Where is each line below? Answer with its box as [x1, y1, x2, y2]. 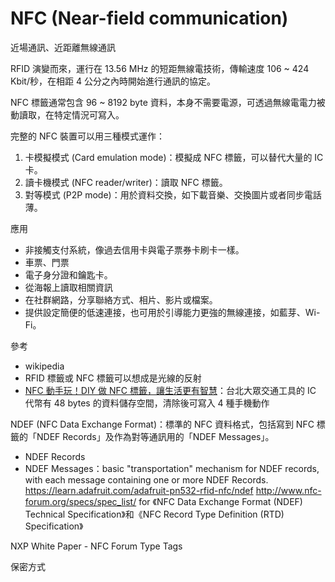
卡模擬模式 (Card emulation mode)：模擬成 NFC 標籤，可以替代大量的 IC [24, 151, 324, 163]
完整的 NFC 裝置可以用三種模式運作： [10, 130, 165, 142]
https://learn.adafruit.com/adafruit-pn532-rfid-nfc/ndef [24, 484, 254, 496]
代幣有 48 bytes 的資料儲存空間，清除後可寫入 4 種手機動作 [24, 397, 270, 409]
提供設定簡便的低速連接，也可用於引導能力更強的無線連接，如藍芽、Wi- [24, 306, 321, 318]
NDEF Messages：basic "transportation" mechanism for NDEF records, [24, 462, 320, 474]
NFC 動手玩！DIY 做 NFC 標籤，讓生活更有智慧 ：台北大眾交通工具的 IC [24, 384, 317, 396]
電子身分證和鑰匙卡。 [24, 268, 113, 281]
